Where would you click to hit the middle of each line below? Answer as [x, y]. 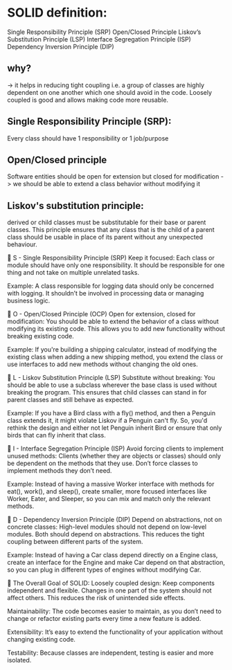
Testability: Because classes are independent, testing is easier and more [110, 653]
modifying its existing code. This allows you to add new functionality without [116, 329]
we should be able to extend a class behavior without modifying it [107, 184]
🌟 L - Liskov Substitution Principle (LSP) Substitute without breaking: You [111, 378]
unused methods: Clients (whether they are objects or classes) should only [114, 456]
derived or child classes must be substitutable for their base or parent [107, 222]
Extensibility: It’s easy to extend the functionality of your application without [115, 632]
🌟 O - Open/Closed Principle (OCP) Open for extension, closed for [101, 314]
